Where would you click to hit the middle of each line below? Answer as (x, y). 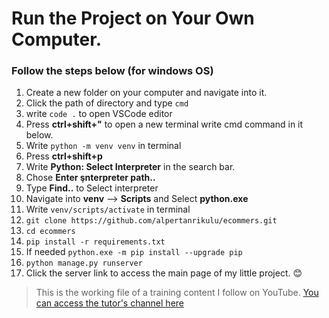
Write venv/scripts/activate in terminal (108, 209)
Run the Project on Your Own (133, 18)
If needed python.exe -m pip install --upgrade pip (134, 252)
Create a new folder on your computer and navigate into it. (146, 93)
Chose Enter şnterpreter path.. (90, 178)
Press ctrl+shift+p (64, 156)
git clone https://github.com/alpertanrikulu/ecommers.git (151, 221)
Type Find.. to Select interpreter (92, 188)
